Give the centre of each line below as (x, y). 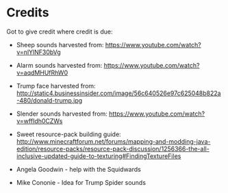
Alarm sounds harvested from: (59, 65)
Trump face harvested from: (56, 86)
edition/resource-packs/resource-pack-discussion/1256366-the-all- (113, 149)
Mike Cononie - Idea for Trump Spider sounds (81, 182)
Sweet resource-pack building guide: (68, 134)
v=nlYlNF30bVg (38, 52)
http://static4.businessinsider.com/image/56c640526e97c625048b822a (118, 93)
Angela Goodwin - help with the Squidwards (78, 169)
